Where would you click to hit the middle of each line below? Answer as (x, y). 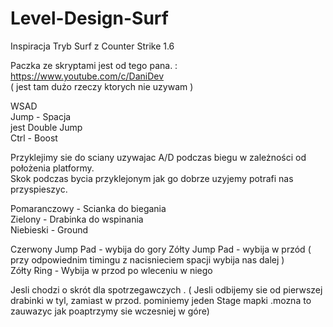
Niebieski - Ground (49, 229)
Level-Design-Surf (89, 18)
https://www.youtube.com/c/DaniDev (87, 76)
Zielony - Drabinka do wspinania (77, 219)
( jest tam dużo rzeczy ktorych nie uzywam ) (102, 86)
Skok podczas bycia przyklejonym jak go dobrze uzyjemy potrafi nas (152, 178)
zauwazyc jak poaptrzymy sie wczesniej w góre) (110, 311)
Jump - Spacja (41, 116)
